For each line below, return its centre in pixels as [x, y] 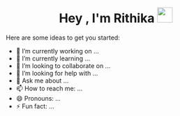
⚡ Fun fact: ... [35, 106]
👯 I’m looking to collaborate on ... [63, 65]
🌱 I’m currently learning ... [53, 58]
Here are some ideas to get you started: [63, 38]
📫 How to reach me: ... [49, 88]
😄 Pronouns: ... [38, 98]
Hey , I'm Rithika [107, 18]
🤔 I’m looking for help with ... [57, 73]
